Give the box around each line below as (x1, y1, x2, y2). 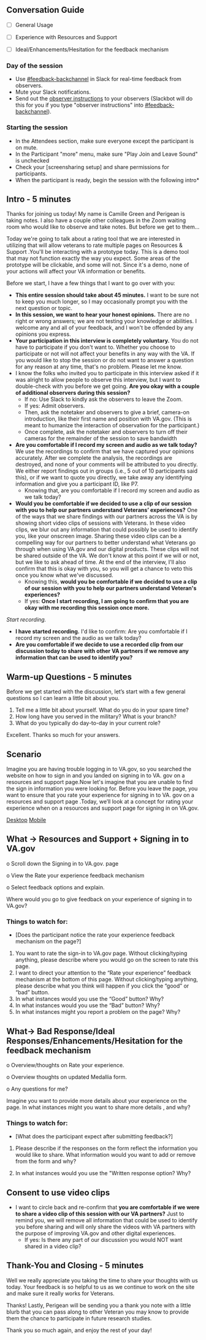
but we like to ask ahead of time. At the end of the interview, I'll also (15, 558, 186, 566)
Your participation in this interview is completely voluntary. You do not (15, 337, 199, 345)
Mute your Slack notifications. (15, 88, 91, 96)
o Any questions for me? (6, 1085, 69, 1092)
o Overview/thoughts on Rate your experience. (6, 1061, 124, 1068)
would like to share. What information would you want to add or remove (15, 1151, 196, 1159)
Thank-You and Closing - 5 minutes (6, 1260, 144, 1271)
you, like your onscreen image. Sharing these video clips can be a (15, 533, 182, 540)
